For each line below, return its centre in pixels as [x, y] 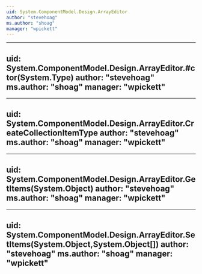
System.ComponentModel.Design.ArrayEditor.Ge [101, 179]
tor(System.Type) [40, 77]
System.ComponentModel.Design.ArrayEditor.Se [101, 235]
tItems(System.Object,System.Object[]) [83, 244]
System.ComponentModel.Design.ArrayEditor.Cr [100, 124]
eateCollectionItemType [52, 133]
